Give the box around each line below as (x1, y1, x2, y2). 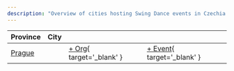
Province (10, 32, 41, 41)
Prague (10, 48, 35, 57)
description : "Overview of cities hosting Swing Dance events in (7, 10, 201, 17)
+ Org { (68, 43, 91, 53)
